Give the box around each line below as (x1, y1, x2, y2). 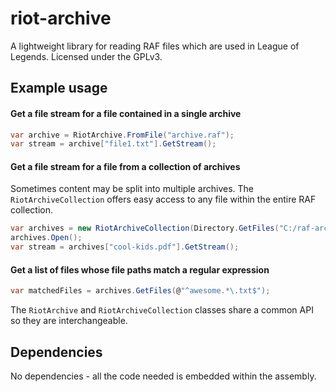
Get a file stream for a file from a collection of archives (10, 160, 241, 172)
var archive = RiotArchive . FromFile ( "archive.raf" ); (10, 130, 235, 140)
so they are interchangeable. (10, 315, 128, 327)
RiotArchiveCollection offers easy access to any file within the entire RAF (10, 193, 317, 206)
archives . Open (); (10, 233, 83, 243)
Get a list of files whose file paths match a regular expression (10, 263, 270, 276)
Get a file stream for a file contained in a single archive (10, 107, 242, 119)
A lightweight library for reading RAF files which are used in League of (10, 40, 300, 52)
